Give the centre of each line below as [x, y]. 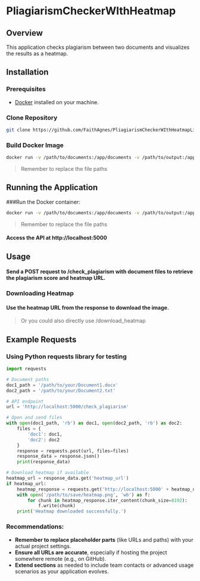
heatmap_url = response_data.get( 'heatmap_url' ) [68, 478]
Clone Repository [32, 117]
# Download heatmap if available [48, 473]
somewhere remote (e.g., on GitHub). [60, 558]
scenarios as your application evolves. [62, 571]
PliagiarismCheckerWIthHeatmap [91, 11]
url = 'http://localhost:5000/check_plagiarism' [68, 407]
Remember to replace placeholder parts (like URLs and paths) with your [104, 539]
